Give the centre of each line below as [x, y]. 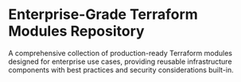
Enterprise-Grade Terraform [103, 15]
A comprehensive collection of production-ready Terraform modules [120, 53]
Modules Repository [76, 31]
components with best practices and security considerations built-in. [121, 69]
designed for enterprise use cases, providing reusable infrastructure [120, 61]
